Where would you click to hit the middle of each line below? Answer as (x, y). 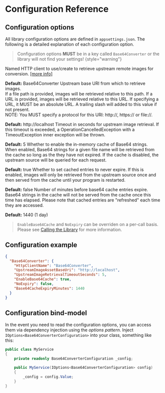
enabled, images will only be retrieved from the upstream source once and (81, 175)
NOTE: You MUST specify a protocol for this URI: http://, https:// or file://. (79, 115)
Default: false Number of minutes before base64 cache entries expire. (77, 190)
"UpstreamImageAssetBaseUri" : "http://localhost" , (67, 270)
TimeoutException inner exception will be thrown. (55, 135)
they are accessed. (25, 205)
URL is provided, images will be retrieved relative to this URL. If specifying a (82, 99)
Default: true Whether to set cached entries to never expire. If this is (74, 169)
